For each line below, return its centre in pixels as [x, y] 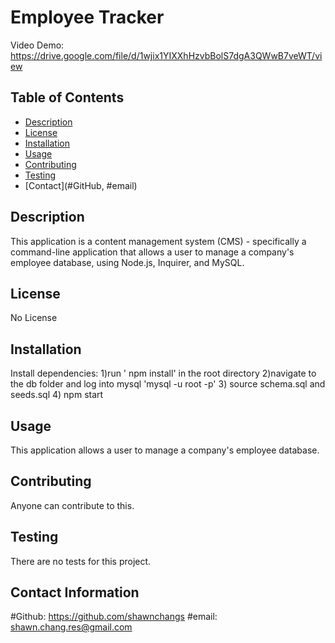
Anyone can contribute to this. [72, 505]
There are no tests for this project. [81, 561]
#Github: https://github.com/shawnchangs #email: [114, 617]
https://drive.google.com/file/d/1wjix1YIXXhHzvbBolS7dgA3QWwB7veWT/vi [166, 55]
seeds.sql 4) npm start [57, 395]
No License [34, 318]
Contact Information [75, 592]
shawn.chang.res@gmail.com [71, 627]
